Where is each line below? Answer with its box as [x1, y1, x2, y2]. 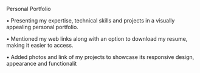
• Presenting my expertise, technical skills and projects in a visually [6, 17, 175, 24]
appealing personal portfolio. [6, 24, 79, 30]
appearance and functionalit [6, 60, 77, 67]
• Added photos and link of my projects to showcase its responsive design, [6, 54, 195, 60]
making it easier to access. [6, 42, 74, 49]
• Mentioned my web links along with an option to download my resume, [6, 35, 188, 42]
